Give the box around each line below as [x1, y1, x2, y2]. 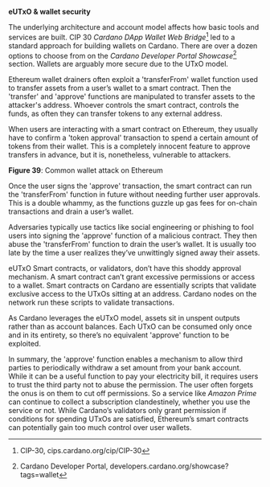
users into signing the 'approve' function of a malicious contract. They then [8, 231, 257, 240]
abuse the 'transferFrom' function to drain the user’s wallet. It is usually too [8, 239, 257, 249]
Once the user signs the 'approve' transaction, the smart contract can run [8, 181, 252, 191]
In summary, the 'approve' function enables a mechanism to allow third [8, 354, 243, 364]
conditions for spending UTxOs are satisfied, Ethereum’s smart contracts [8, 414, 249, 424]
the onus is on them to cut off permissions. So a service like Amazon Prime [8, 389, 257, 399]
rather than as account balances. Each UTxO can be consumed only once [8, 321, 252, 332]
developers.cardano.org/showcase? [109, 461, 229, 471]
